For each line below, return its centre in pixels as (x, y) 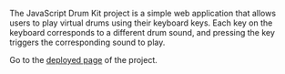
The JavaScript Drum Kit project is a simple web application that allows (142, 13)
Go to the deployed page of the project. (83, 60)
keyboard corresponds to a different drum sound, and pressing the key (142, 32)
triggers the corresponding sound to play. (87, 42)
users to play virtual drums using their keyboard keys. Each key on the (141, 23)
